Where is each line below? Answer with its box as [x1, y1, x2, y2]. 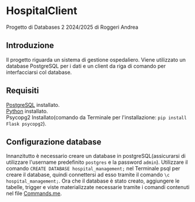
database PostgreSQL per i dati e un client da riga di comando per [6, 62, 166, 69]
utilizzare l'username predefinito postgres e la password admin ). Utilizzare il [6, 159, 188, 166]
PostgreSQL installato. [6, 101, 60, 108]
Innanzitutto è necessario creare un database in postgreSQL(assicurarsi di [6, 153, 186, 160]
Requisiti [6, 86, 39, 96]
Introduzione [6, 41, 55, 51]
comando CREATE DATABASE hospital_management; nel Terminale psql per [6, 165, 180, 172]
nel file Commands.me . [6, 190, 62, 197]
